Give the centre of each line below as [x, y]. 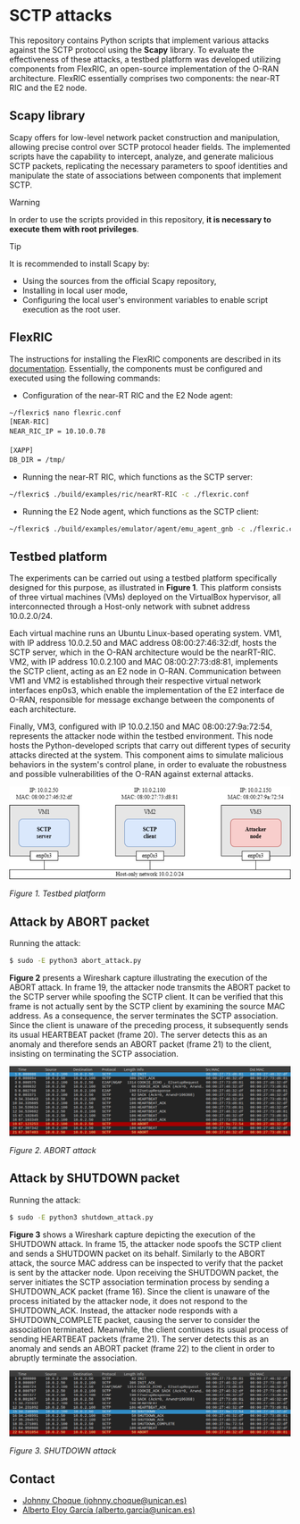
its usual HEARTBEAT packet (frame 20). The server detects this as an [138, 1034]
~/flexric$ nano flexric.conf [66, 413]
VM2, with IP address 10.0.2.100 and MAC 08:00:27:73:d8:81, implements [144, 662]
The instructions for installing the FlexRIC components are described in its [145, 359]
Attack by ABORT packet [79, 921]
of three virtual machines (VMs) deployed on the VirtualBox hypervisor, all [145, 597]
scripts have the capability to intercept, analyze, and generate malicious [142, 156]
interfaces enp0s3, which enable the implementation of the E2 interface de [147, 691]
